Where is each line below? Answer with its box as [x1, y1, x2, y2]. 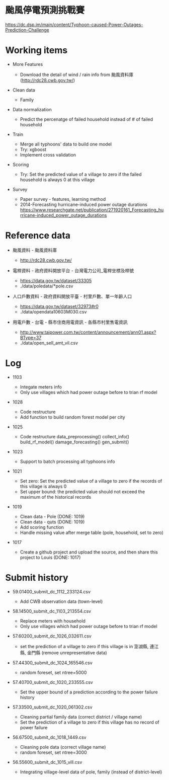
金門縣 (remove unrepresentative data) [27, 650, 107, 656]
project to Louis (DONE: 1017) [20, 554, 81, 560]
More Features [12, 61, 43, 67]
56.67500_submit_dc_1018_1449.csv [12, 734, 87, 740]
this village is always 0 [20, 483, 67, 489]
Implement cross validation [20, 151, 76, 158]
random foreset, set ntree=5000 [20, 669, 87, 675]
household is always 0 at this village [20, 177, 95, 183]
